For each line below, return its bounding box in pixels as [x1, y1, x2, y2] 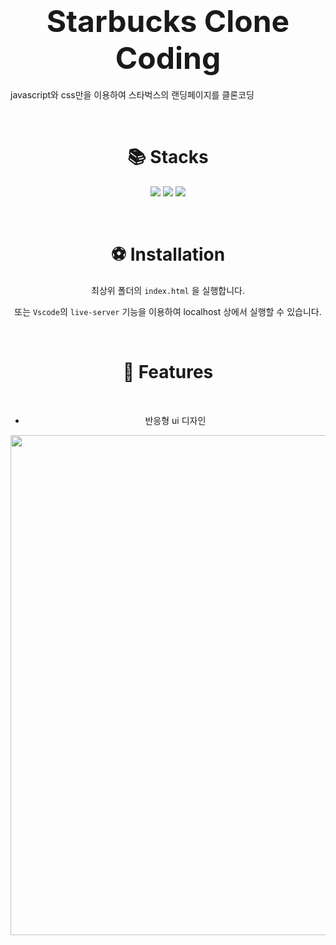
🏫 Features [122, 361, 214, 383]
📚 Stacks [127, 146, 209, 169]
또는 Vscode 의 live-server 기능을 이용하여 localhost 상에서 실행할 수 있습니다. [14, 305, 322, 317]
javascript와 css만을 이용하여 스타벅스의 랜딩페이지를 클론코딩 [10, 88, 255, 101]
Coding [114, 39, 222, 77]
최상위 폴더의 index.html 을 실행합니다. [91, 284, 245, 296]
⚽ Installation [110, 243, 226, 266]
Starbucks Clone [46, 2, 290, 41]
